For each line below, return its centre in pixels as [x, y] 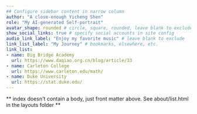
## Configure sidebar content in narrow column [65, 11]
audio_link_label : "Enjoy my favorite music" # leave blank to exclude [95, 39]
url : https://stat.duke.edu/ [47, 82]
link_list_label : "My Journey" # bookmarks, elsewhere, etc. [82, 44]
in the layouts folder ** [33, 105]
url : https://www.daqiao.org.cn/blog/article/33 [72, 60]
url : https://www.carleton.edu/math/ [57, 71]
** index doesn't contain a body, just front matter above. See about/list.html [97, 99]
